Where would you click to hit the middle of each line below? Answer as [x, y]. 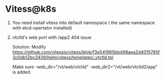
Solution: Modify [29, 47]
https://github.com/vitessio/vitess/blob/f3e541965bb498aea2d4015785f [86, 52]
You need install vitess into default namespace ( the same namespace [83, 23]
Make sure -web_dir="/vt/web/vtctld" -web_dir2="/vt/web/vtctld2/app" [85, 67]
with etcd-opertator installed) [42, 27]
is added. [22, 72]
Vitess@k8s [31, 9]
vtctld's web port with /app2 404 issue [52, 37]
